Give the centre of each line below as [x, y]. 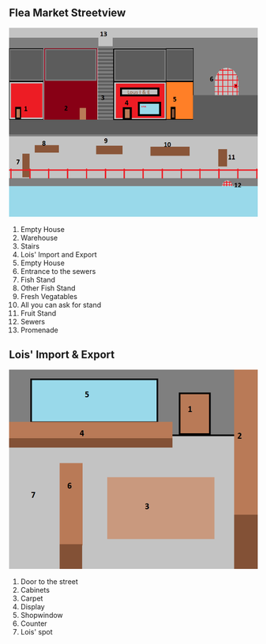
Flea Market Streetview [67, 13]
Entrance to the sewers [58, 271]
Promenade [39, 330]
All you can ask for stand [61, 305]
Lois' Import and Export [58, 254]
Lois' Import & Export [62, 355]
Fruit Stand [38, 313]
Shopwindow [42, 615]
